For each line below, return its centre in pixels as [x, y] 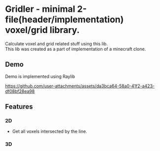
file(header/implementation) [64, 19]
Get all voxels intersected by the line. [49, 131]
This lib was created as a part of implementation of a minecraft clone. [76, 49]
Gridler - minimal [40, 9]
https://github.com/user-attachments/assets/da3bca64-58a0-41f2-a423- [80, 86]
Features [19, 107]
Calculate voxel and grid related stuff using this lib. [56, 43]
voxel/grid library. [42, 30]
